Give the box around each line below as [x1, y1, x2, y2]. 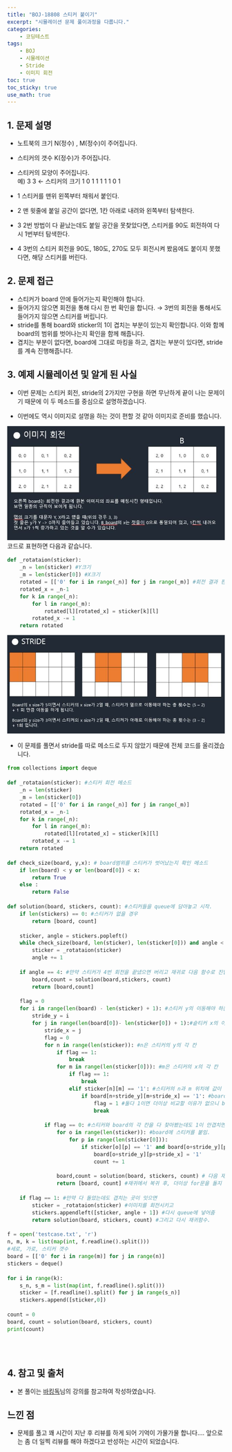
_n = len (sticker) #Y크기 [19, 564, 91, 571]
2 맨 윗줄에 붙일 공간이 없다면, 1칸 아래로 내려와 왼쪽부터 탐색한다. [17, 207, 195, 215]
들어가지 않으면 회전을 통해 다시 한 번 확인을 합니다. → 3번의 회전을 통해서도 [17, 303, 222, 312]
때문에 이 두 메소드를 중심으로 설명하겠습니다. [24, 397, 146, 405]
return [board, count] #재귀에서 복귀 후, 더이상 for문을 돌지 [56, 1180, 222, 1187]
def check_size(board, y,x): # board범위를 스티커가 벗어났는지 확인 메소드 [7, 859, 209, 866]
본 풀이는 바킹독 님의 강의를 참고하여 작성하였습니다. [17, 1387, 156, 1395]
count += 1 [93, 1158, 126, 1165]
